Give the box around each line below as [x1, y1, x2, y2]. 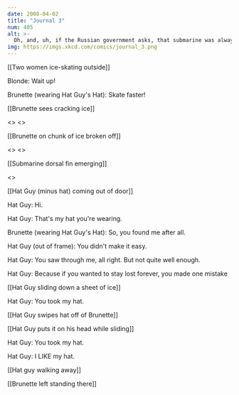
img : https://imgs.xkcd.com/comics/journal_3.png [7, 43, 158, 50]
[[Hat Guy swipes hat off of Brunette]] [7, 310, 119, 319]
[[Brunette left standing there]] [7, 379, 97, 388]
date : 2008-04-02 [7, 10, 59, 18]
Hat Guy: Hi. [7, 200, 43, 209]
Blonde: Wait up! [7, 77, 55, 85]
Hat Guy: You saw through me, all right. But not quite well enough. [7, 256, 201, 264]
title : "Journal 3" [7, 17, 65, 24]
